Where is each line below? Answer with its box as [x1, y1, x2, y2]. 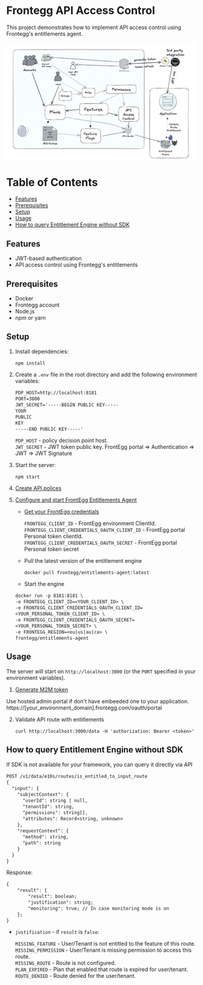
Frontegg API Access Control [6, 4, 156, 18]
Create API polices [15, 484, 62, 491]
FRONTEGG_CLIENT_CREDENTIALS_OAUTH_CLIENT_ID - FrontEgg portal [24, 526, 185, 533]
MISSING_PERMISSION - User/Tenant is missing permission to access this [15, 946, 192, 953]
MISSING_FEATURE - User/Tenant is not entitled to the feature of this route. [15, 940, 196, 947]
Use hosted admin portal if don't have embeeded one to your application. [6, 697, 189, 705]
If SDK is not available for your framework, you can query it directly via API [6, 761, 193, 768]
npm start [15, 474, 41, 480]
